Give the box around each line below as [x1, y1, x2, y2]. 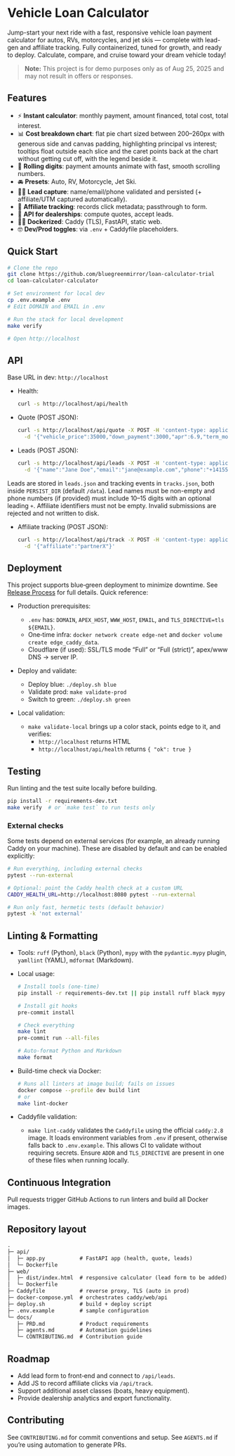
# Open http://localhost [7, 335, 80, 342]
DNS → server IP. [27, 653, 79, 661]
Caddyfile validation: [17, 1113, 77, 1121]
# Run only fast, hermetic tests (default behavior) [7, 904, 165, 911]
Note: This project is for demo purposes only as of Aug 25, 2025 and [24, 64, 224, 72]
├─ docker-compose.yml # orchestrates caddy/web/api [7, 1294, 168, 1301]
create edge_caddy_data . [27, 638, 100, 647]
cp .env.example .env [7, 297, 71, 304]
